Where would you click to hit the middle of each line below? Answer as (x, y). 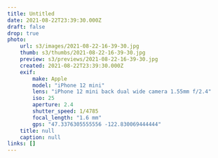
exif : (28, 72)
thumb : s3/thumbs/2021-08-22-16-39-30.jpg (83, 53)
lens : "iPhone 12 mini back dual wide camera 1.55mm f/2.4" (122, 92)
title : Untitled (31, 14)
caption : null (40, 137)
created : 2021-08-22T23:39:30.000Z (72, 66)
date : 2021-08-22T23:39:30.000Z (54, 20)
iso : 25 (43, 99)
